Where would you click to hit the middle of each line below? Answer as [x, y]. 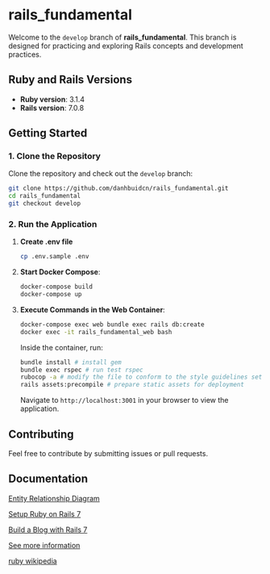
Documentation [48, 479]
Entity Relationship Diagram [54, 498]
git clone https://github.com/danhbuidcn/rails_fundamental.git [118, 189]
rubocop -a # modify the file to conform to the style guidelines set [141, 377]
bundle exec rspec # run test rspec [81, 370]
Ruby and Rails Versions [71, 80]
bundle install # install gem [71, 362]
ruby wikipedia [33, 561]
